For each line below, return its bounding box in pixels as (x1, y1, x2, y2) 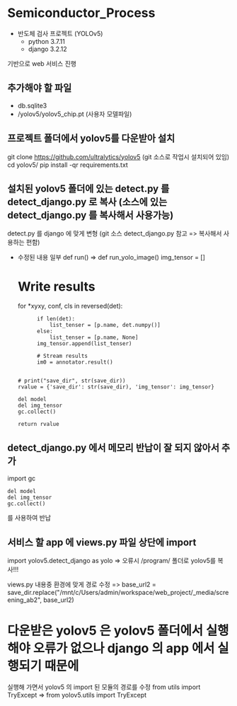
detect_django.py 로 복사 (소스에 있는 (7, 196, 168, 208)
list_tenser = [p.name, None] (49, 334, 139, 341)
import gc (7, 474, 36, 482)
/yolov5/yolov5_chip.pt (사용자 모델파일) (17, 110, 132, 118)
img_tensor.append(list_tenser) (36, 340, 132, 347)
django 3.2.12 (28, 45, 67, 53)
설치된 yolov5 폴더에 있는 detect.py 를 (7, 183, 170, 195)
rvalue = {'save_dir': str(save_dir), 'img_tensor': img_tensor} (17, 383, 214, 390)
